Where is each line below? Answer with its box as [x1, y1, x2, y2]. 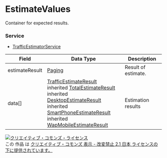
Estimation [124, 97, 150, 104]
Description [128, 56, 157, 63]
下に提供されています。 [5, 148, 53, 154]
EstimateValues [5, 3, 71, 15]
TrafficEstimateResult [47, 78, 97, 85]
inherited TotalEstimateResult [47, 84, 115, 91]
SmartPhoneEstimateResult [47, 109, 111, 116]
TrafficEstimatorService [12, 44, 61, 50]
